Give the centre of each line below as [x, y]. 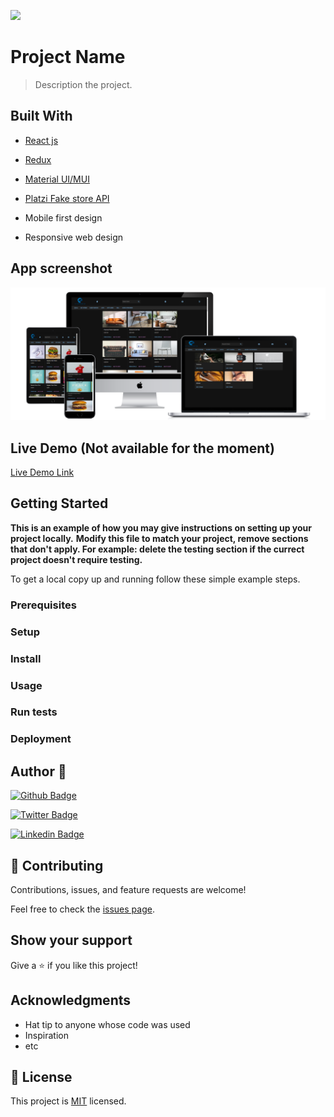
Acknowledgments [71, 1000]
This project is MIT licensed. [68, 1101]
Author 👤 [38, 771]
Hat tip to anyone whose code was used [107, 1024]
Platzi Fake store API [67, 198]
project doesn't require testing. [76, 559]
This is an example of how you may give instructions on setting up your [161, 527]
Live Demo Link [42, 472]
